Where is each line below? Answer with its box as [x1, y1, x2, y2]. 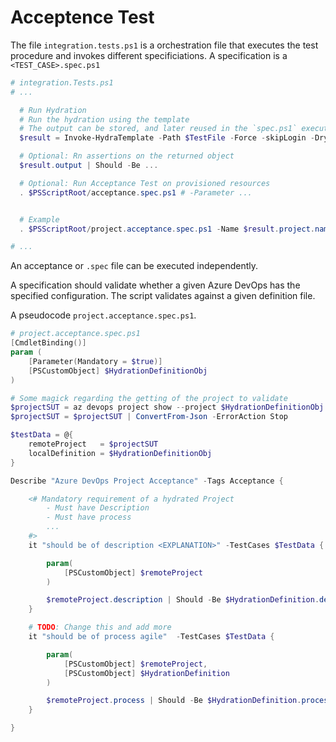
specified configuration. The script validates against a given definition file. [10, 290, 316, 302]
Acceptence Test [10, 6, 155, 29]
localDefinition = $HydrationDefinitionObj [28, 448, 213, 458]
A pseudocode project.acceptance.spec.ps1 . [10, 309, 197, 321]
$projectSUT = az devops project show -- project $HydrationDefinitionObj [10, 402, 325, 413]
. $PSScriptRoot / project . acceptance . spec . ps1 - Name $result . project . [19, 224, 316, 234]
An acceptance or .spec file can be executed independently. [10, 260, 259, 272]
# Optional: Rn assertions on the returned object [19, 151, 235, 161]
